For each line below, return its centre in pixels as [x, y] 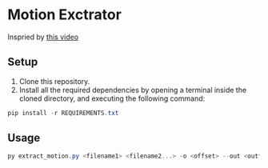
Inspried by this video [43, 37]
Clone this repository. [54, 81]
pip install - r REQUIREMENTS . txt [63, 113]
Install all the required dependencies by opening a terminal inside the [133, 90]
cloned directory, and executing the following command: [112, 98]
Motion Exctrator [64, 15]
